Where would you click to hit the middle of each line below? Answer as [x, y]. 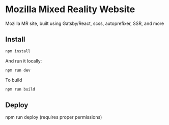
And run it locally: [24, 61]
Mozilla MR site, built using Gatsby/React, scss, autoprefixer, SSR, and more [85, 23]
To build [14, 80]
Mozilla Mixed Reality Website [70, 9]
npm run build [20, 89]
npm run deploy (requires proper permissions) [54, 117]
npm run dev [18, 70]
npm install [18, 51]
